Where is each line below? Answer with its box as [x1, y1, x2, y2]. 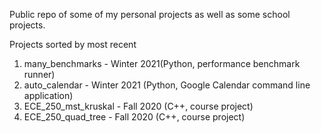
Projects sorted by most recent [9, 39, 137, 50]
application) [23, 90, 74, 101]
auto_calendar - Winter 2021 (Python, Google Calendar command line [23, 79, 311, 91]
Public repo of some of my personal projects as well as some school [9, 9, 291, 20]
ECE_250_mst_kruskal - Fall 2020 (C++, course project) [23, 100, 254, 112]
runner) [23, 69, 56, 80]
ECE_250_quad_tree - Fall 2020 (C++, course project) [23, 111, 246, 123]
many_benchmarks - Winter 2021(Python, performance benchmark [23, 58, 301, 69]
